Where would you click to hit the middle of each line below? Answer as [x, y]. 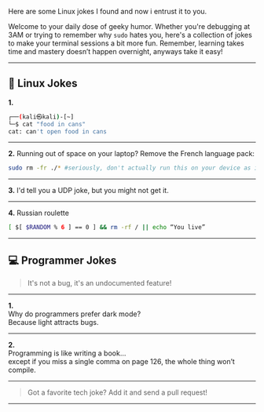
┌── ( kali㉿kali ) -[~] [41, 117]
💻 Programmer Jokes [62, 260]
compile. [22, 370]
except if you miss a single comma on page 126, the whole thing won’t [122, 361]
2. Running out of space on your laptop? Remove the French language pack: [132, 154]
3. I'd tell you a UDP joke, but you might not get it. [88, 191]
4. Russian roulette [38, 213]
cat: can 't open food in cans [58, 131]
